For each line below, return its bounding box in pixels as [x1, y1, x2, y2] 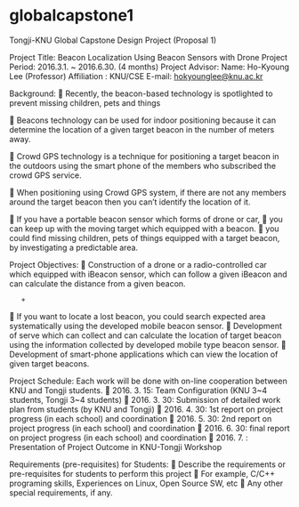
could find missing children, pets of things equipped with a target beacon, [9, 232, 280, 243]
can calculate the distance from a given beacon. [9, 278, 186, 289]
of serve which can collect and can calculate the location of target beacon [9, 330, 282, 341]
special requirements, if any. [9, 487, 113, 498]
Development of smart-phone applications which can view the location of [9, 349, 279, 359]
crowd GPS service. [9, 170, 82, 181]
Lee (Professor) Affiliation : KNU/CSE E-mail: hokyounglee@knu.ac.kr [9, 70, 263, 81]
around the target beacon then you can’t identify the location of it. [9, 197, 251, 207]
